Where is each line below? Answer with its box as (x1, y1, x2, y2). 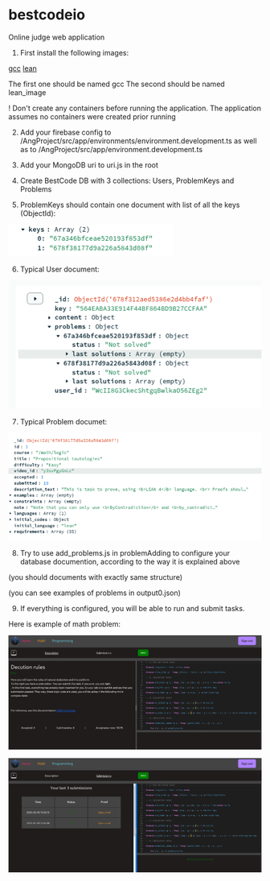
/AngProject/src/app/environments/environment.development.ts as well (19, 135, 257, 146)
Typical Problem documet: (19, 417, 108, 427)
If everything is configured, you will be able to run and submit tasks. (19, 604, 245, 613)
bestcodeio (8, 6, 86, 24)
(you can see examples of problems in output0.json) (8, 588, 181, 598)
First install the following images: (19, 48, 129, 57)
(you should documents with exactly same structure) (8, 573, 183, 581)
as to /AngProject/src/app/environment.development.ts (19, 144, 203, 154)
